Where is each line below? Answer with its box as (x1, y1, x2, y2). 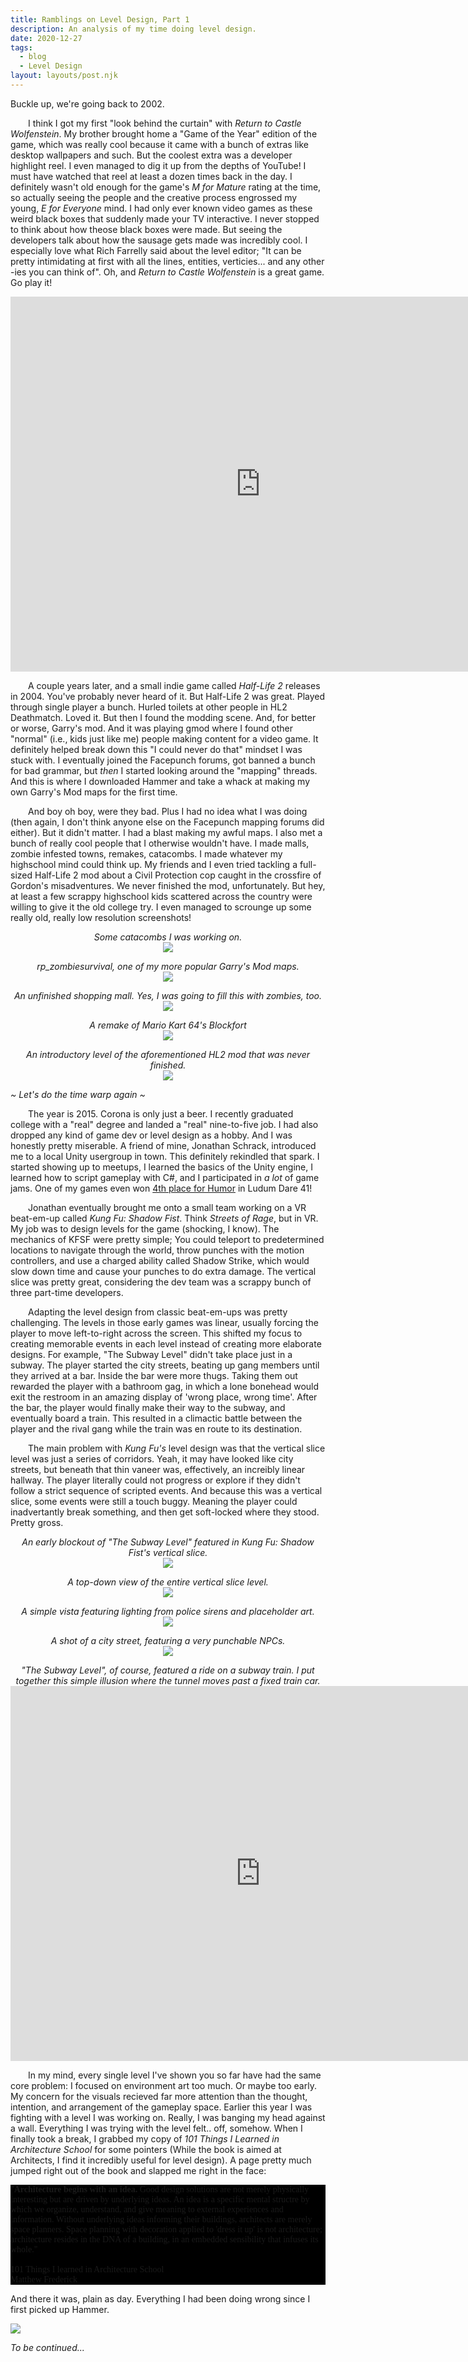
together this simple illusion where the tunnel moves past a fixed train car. (15, 1674, 321, 1686)
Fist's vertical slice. (128, 1546, 208, 1558)
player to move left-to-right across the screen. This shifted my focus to (10, 1327, 303, 1339)
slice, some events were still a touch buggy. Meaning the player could (10, 1495, 298, 1507)
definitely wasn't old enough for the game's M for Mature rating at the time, (10, 181, 322, 193)
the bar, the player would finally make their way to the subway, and (10, 1401, 286, 1413)
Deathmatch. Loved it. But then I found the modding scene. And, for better (10, 711, 317, 723)
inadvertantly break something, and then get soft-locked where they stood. (10, 1506, 320, 1518)
